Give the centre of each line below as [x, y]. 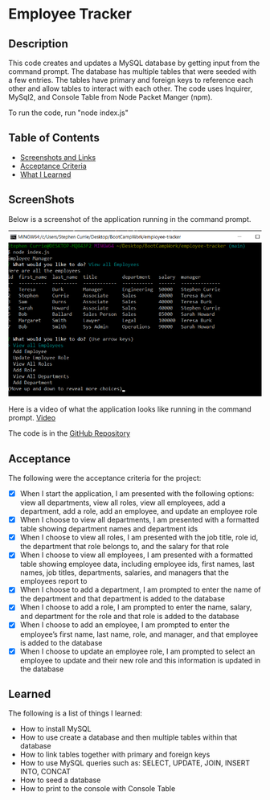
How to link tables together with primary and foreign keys [115, 755]
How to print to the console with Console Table [98, 789]
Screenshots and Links [58, 157]
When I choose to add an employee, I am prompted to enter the [125, 625]
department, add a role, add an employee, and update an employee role [139, 511]
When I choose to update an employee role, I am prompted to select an [137, 651]
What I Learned [45, 174]
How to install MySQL [55, 729]
